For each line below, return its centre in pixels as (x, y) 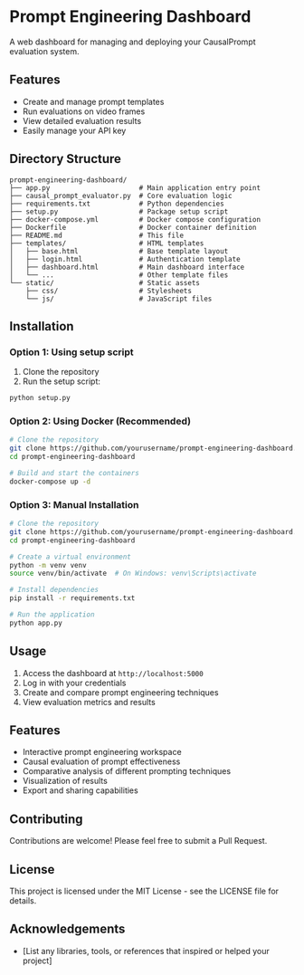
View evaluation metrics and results (89, 702)
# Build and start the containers (75, 473)
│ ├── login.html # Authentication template (125, 259)
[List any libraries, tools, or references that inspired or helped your (146, 951)
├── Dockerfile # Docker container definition (133, 227)
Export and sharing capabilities (80, 790)
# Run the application (52, 615)
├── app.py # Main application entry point (135, 187)
